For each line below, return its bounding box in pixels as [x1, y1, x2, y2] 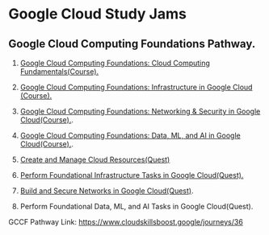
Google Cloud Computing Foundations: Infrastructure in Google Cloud [19, 82, 253, 92]
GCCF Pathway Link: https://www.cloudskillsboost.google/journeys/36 [8, 217, 244, 226]
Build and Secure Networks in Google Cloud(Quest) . [19, 186, 194, 196]
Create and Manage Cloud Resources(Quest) [19, 155, 170, 164]
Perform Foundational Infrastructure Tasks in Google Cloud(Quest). [19, 171, 244, 179]
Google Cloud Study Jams [8, 5, 187, 23]
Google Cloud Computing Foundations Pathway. [8, 37, 256, 51]
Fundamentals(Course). [19, 67, 99, 76]
